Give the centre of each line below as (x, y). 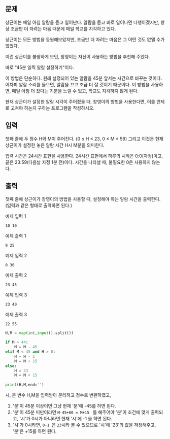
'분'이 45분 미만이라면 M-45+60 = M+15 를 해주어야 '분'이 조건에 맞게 (81, 412)
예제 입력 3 (16, 295)
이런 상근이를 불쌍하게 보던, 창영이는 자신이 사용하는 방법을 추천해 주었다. (78, 56)
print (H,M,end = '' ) (25, 385)
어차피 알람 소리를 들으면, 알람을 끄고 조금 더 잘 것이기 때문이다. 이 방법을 (77, 84)
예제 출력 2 (16, 275)
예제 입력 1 (16, 216)
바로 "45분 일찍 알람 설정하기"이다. (40, 67)
